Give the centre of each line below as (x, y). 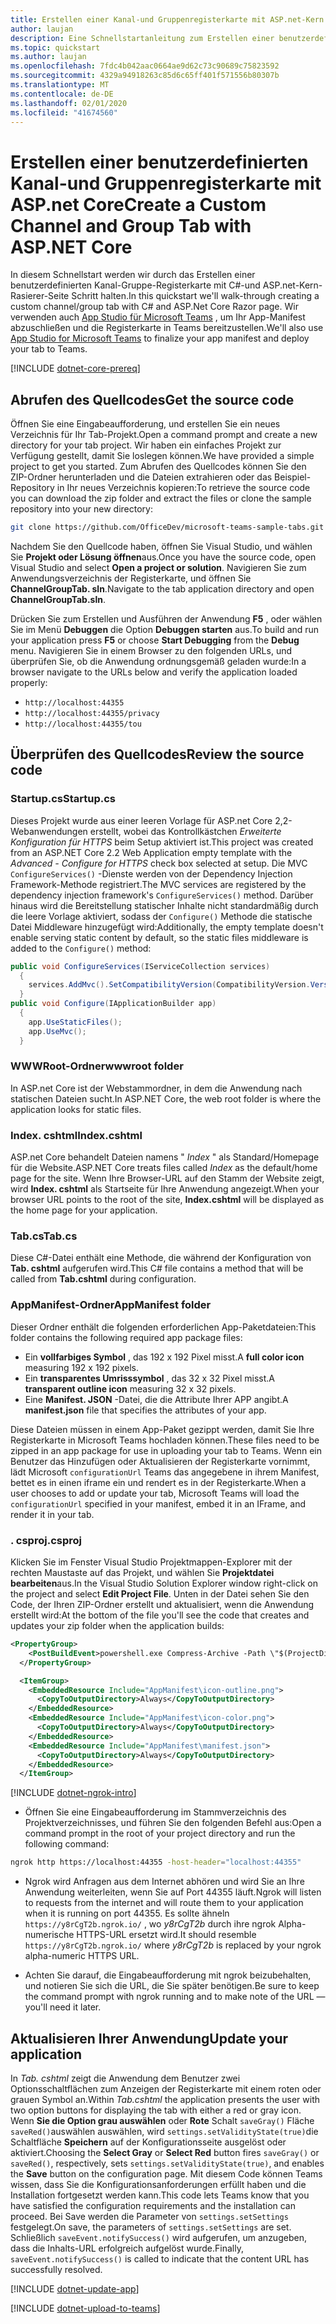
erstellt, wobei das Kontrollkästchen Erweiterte (185, 831)
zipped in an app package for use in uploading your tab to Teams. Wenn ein (166, 1450)
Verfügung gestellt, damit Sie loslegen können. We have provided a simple (162, 456)
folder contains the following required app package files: (126, 1337)
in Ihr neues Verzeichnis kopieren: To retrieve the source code (183, 488)
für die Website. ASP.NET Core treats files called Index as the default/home (164, 1168)
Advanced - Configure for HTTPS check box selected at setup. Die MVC (159, 863)
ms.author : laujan (48, 57)
